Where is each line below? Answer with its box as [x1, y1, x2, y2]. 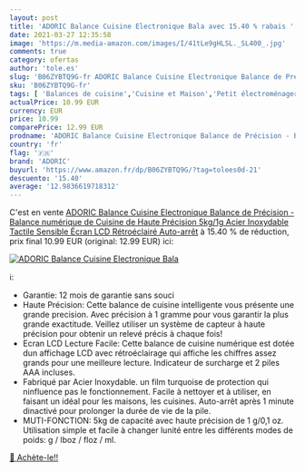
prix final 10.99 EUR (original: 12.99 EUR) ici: [9, 236, 174, 247]
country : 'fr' [9, 140, 64, 149]
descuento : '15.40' [9, 173, 84, 182]
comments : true [9, 47, 67, 56]
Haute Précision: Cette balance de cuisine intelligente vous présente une [22, 300, 295, 310]
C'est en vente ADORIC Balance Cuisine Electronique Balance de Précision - [9, 207, 295, 218]
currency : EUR [9, 106, 64, 115]
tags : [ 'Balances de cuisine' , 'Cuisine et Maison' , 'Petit [9, 89, 238, 98]
